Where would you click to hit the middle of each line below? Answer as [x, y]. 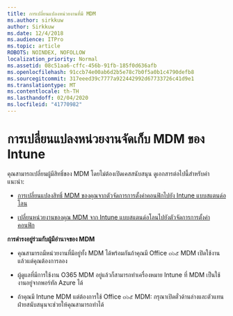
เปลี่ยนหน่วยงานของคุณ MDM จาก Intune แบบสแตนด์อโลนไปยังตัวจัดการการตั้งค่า [114, 217]
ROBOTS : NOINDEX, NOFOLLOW [46, 53]
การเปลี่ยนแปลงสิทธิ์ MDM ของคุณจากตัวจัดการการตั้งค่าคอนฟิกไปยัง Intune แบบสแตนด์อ [121, 195]
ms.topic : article [34, 46]
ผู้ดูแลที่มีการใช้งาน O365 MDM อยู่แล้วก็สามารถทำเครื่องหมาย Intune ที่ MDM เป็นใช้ [119, 274]
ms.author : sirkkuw [35, 20]
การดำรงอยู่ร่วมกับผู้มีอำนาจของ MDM [51, 239]
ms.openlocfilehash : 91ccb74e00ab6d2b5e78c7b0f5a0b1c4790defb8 [101, 72]
